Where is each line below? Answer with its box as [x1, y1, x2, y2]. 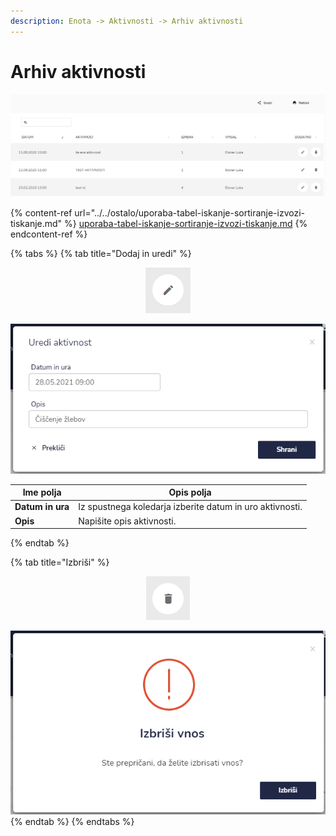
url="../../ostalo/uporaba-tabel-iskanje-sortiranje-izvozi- [74, 207, 306, 219]
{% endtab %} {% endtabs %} [10, 816, 135, 828]
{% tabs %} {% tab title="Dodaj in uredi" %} [10, 248, 192, 260]
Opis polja [168, 486, 212, 499]
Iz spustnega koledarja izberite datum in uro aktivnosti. [78, 501, 303, 513]
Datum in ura [14, 501, 70, 513]
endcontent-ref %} [10, 228, 88, 240]
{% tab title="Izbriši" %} [10, 556, 110, 569]
